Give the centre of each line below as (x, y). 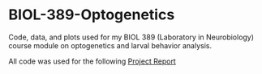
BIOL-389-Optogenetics (92, 15)
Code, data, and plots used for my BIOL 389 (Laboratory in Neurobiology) (131, 37)
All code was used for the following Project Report (92, 61)
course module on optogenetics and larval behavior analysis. (110, 45)
